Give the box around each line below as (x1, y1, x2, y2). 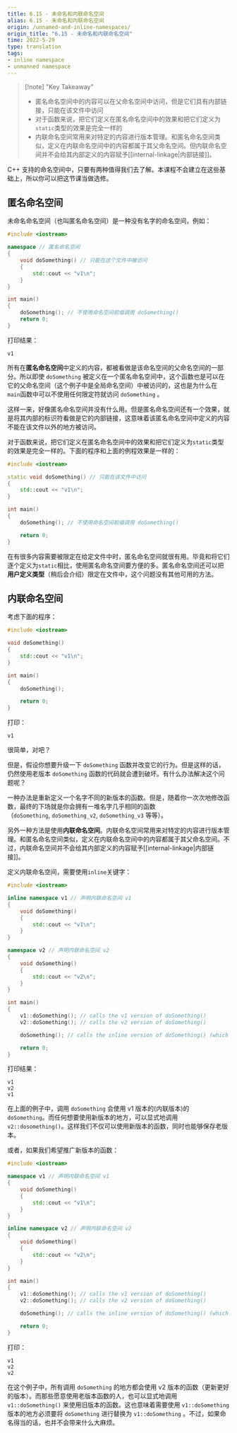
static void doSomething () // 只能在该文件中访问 (7, 473, 147, 480)
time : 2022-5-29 (7, 37, 55, 44)
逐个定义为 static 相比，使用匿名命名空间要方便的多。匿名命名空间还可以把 (7, 560, 224, 570)
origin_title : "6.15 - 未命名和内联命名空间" (7, 30, 133, 38)
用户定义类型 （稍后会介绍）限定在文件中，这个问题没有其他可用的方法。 (7, 570, 217, 578)
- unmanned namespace (7, 63, 71, 70)
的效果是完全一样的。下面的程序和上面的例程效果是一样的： (7, 447, 181, 455)
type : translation (7, 43, 61, 50)
